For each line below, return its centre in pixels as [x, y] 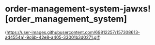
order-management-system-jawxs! [78, 9]
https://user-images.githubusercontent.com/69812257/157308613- [73, 32]
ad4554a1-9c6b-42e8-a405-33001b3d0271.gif [52, 37]
